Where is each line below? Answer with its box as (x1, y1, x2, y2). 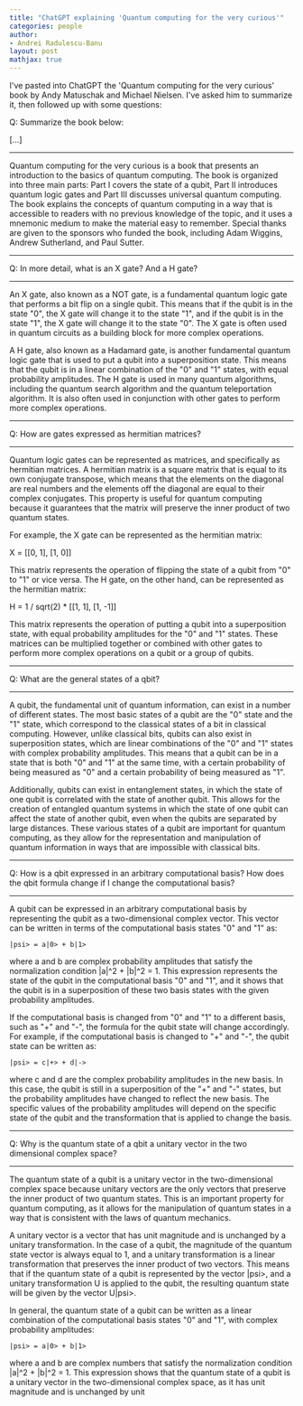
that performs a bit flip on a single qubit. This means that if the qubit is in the (9, 299, 293, 309)
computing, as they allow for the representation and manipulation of (9, 832, 262, 843)
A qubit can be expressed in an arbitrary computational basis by (9, 904, 248, 914)
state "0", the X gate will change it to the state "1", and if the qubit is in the (9, 308, 284, 319)
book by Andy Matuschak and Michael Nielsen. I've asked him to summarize (9, 89, 293, 100)
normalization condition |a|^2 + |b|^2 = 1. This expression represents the (9, 966, 278, 976)
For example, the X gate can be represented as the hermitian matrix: (9, 530, 263, 540)
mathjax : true (9, 55, 63, 64)
